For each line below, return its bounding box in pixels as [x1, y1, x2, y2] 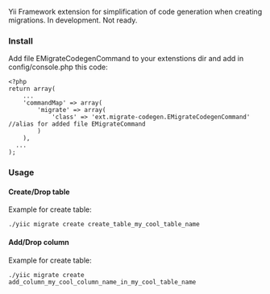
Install [8, 35, 34, 47]
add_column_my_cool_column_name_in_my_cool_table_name [8, 278, 197, 286]
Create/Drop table [8, 187, 70, 197]
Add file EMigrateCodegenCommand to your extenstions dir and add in [8, 54, 244, 64]
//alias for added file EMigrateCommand [8, 120, 147, 128]
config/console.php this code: [8, 62, 108, 72]
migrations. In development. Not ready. [8, 15, 138, 25]
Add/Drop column [8, 238, 70, 247]
